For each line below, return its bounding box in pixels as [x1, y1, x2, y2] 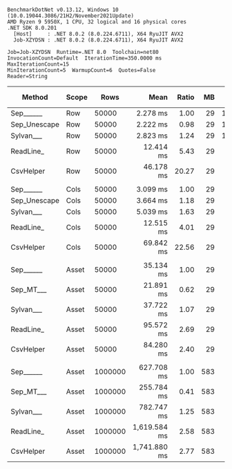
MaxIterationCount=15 [7, 61, 70, 68]
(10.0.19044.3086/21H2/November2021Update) [7, 12, 135, 19]
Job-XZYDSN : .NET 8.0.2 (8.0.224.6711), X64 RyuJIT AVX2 [13, 37, 184, 44]
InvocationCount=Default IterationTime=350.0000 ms [7, 55, 162, 62]
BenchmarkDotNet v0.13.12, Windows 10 [7, 6, 119, 13]
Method [21, 93, 48, 102]
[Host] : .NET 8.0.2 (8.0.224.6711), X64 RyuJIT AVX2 [13, 30, 184, 37]
